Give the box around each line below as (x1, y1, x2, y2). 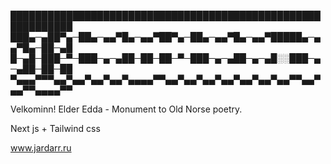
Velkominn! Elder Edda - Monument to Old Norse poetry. (10, 103, 243, 115)
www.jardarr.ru (10, 142, 72, 154)
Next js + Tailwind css (10, 123, 101, 134)
